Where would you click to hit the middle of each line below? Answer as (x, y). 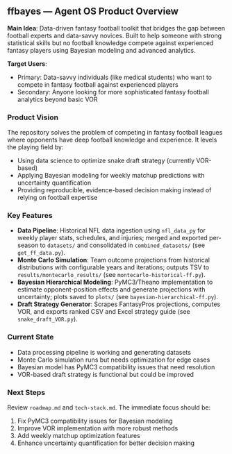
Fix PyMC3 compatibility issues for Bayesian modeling (95, 421)
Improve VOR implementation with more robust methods (98, 428)
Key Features (30, 216)
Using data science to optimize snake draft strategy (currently (106, 161)
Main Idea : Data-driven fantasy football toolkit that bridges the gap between (116, 28)
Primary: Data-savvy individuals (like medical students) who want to (115, 77)
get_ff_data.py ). (41, 253)
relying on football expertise (57, 198)
